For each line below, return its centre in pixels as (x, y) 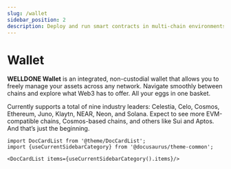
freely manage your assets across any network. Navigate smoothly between (115, 86)
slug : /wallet (27, 13)
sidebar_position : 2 (37, 20)
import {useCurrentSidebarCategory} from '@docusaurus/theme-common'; (110, 147)
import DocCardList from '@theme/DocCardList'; (77, 141)
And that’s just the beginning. (48, 129)
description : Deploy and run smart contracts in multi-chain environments (117, 26)
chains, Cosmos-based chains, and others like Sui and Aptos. (127, 121)
